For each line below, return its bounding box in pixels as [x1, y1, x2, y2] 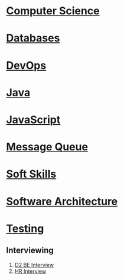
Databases [6, 32, 60, 45]
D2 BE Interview [14, 261, 54, 268]
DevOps [6, 58, 47, 72]
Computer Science [6, 4, 100, 18]
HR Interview [14, 268, 46, 275]
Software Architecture [6, 194, 118, 208]
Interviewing [6, 246, 54, 256]
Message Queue [6, 140, 89, 154]
